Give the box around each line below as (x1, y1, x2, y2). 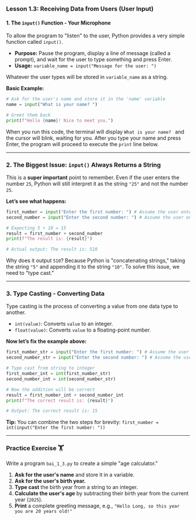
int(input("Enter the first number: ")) (6, 425, 106, 431)
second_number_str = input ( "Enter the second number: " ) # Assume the (6, 354, 181, 361)
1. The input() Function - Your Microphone (6, 19, 111, 26)
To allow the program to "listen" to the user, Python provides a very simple (6, 32, 185, 39)
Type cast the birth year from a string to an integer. (14, 483, 138, 490)
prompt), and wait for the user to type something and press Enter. (14, 56, 172, 63)
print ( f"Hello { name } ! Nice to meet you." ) (6, 118, 114, 123)
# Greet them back (6, 112, 51, 118)
